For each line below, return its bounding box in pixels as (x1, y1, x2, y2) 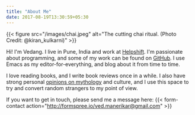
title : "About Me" (6, 8, 52, 15)
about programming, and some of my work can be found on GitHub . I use (6, 54, 185, 61)
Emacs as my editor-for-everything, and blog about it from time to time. (6, 60, 181, 68)
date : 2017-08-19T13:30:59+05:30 (6, 14, 89, 20)
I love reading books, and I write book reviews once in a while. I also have (6, 72, 186, 79)
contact (6, 102, 25, 109)
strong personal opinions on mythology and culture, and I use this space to (6, 78, 189, 86)
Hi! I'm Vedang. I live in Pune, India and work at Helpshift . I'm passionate (6, 48, 183, 55)
